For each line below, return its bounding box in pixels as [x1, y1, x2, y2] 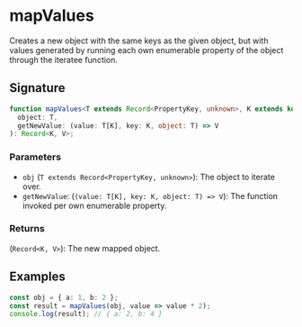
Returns [9, 223, 45, 235]
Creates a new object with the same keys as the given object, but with [9, 35, 269, 46]
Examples [9, 269, 66, 285]
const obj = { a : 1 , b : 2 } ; [9, 293, 119, 302]
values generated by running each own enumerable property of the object [9, 44, 284, 55]
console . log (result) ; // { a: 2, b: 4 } [9, 310, 164, 319]
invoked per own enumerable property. [22, 200, 167, 211]
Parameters [9, 150, 61, 163]
